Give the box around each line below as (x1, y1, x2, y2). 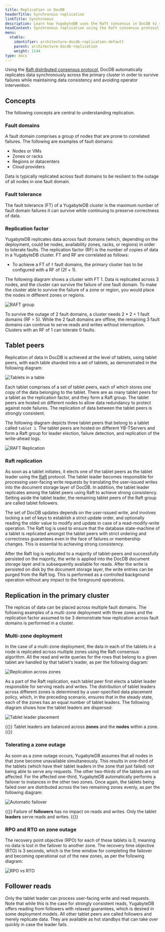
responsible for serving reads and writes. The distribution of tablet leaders (5, 684, 156, 690)
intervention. (5, 82, 31, 88)
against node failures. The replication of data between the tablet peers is (5, 405, 152, 411)
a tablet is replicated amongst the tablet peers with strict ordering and (5, 531, 146, 537)
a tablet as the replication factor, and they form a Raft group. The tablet (5, 394, 149, 400)
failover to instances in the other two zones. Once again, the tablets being (5, 778, 155, 785)
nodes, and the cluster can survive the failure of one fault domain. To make (5, 282, 157, 288)
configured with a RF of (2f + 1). (12, 267, 77, 273)
